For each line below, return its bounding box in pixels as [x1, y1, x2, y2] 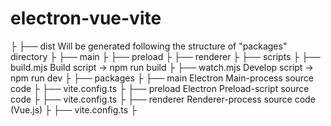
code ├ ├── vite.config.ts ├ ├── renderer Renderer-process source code [10, 93, 316, 105]
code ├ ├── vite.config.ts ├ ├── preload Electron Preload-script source [10, 82, 310, 94]
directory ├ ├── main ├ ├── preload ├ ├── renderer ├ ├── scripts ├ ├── [10, 50, 322, 62]
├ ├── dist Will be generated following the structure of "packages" [10, 40, 288, 52]
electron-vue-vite [10, 7, 162, 30]
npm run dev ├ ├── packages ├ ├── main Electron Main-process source [10, 72, 315, 84]
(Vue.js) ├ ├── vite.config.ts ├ [10, 103, 138, 116]
